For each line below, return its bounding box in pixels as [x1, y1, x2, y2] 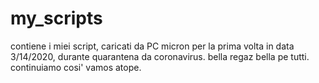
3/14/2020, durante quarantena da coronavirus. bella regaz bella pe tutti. [10, 50, 310, 62]
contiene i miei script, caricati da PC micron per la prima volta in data [10, 40, 295, 52]
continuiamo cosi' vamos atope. [10, 61, 142, 73]
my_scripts [10, 7, 103, 30]
